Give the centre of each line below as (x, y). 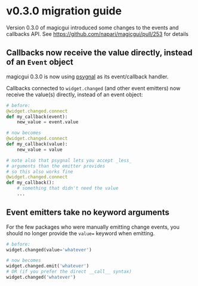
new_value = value (40, 150)
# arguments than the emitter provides (56, 166)
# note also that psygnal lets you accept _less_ (69, 160)
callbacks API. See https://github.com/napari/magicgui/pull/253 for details (98, 34)
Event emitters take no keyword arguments (88, 213)
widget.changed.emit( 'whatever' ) (48, 266)
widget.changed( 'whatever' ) (41, 277)
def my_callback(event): (37, 117)
